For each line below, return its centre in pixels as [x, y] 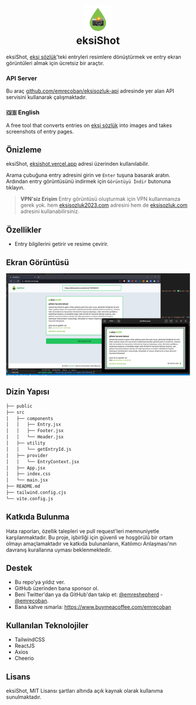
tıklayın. [15, 188]
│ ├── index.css [28, 474]
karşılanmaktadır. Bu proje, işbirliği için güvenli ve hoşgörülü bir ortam [90, 537]
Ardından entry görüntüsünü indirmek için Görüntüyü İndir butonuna [88, 182]
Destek [19, 568]
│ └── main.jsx [27, 480]
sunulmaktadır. [24, 697]
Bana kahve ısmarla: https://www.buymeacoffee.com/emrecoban [93, 607]
